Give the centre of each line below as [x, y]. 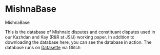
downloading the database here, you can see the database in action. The [79, 42]
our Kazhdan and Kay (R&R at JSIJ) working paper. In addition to [70, 37]
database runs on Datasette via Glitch [43, 47]
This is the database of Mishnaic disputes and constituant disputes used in [80, 32]
